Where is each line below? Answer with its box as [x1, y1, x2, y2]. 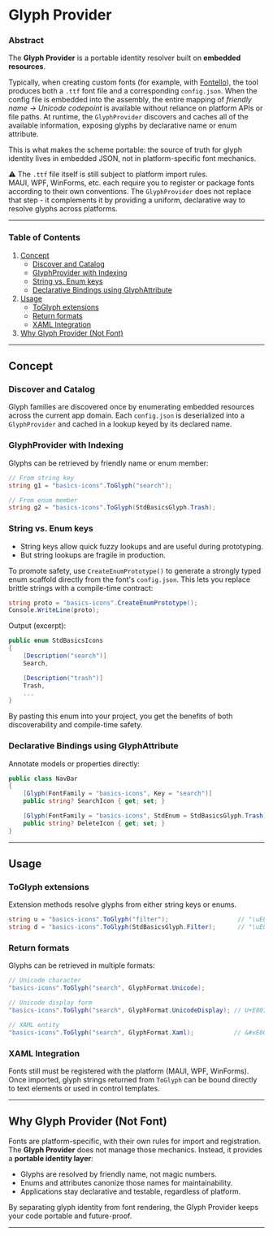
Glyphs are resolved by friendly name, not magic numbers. [19, 1169, 217, 1179]
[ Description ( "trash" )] [23, 674, 104, 682]
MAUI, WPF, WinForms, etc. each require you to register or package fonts [8, 178, 254, 188]
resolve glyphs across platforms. [8, 204, 118, 214]
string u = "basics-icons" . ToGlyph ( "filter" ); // [8, 916, 245, 924]
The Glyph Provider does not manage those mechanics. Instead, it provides [8, 1144, 262, 1155]
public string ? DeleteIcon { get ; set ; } [23, 819, 165, 827]
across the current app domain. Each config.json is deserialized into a [8, 410, 245, 420]
